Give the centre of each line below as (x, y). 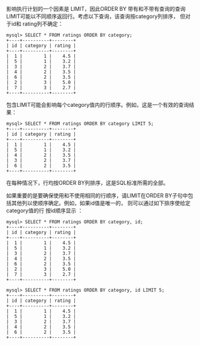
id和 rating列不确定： (37, 24)
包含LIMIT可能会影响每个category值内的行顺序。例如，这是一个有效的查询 (98, 105)
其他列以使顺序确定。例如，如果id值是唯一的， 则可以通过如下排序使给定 (101, 203)
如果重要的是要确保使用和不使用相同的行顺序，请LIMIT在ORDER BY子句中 (97, 196)
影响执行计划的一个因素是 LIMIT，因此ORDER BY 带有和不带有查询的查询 (96, 9)
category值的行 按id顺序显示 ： (45, 211)
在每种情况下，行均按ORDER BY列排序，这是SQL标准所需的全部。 (87, 183)
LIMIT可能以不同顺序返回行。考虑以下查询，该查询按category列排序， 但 (96, 16)
